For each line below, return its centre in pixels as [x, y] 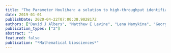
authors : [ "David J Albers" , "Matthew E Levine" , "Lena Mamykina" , [78, 24]
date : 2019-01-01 [24, 15]
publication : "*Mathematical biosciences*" [52, 43]
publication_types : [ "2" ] [33, 29]
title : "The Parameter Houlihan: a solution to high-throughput [75, 10]
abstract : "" [19, 33]
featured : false [22, 38]
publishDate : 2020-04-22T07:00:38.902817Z [51, 19]
